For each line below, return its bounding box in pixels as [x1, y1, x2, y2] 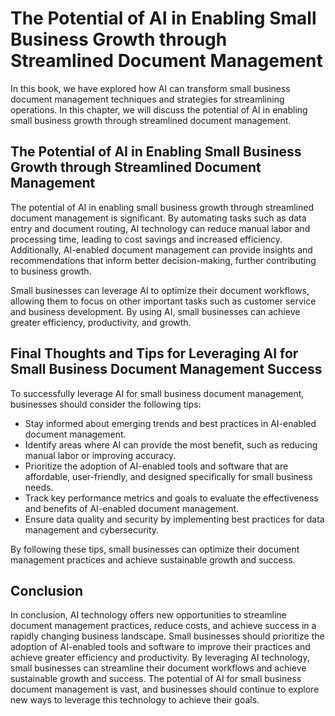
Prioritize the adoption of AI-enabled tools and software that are [24, 460, 289, 472]
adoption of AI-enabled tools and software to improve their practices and [10, 641, 311, 653]
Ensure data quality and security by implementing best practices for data [24, 513, 325, 525]
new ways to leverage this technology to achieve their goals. [10, 694, 260, 706]
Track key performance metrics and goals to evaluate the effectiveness [24, 492, 319, 504]
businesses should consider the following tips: [10, 398, 202, 410]
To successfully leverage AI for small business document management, [10, 387, 305, 399]
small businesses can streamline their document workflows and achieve [10, 662, 307, 674]
